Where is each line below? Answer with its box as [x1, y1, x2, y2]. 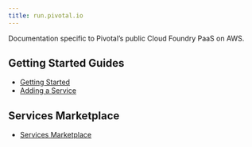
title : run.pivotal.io [8, 11, 83, 20]
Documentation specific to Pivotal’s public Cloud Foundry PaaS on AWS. [8, 33, 245, 43]
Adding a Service [19, 86, 77, 95]
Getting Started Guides [8, 56, 125, 70]
